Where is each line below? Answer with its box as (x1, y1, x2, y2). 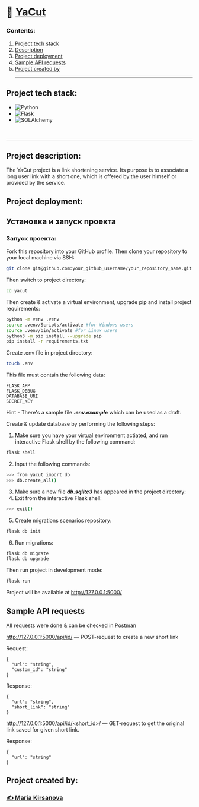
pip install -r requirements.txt (6, 338, 89, 344)
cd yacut (6, 288, 28, 294)
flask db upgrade (6, 556, 49, 562)
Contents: (6, 27, 36, 35)
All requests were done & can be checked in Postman (6, 622, 137, 629)
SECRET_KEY (6, 398, 33, 404)
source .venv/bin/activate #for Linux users (6, 327, 118, 333)
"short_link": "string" (11, 704, 70, 710)
